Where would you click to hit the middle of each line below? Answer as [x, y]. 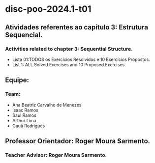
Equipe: [17, 80]
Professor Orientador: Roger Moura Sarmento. [78, 141]
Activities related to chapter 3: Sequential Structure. [69, 49]
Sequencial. [24, 35]
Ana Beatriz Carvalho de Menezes [47, 105]
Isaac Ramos [25, 110]
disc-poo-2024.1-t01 [48, 9]
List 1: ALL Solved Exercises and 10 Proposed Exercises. [69, 64]
